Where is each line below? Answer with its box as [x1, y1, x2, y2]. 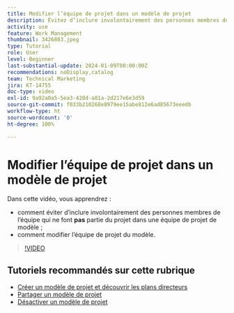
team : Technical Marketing [7, 75, 86, 82]
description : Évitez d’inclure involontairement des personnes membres [7, 17, 219, 24]
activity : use [7, 23, 49, 30]
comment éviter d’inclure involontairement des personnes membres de [17, 208, 221, 217]
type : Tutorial [7, 43, 52, 50]
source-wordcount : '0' [7, 114, 73, 121]
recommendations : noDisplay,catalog [7, 68, 114, 75]
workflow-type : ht [7, 108, 61, 115]
